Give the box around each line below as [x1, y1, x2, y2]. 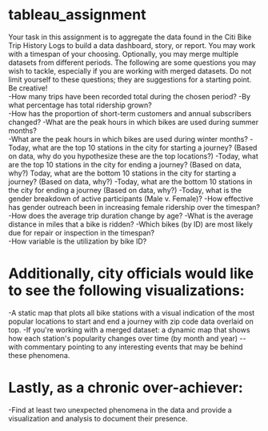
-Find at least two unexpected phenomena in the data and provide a [8, 405, 232, 414]
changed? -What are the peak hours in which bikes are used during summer [8, 117, 259, 127]
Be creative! [8, 83, 48, 93]
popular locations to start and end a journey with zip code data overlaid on [8, 316, 254, 326]
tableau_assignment [8, 6, 146, 24]
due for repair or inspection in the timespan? [8, 228, 154, 237]
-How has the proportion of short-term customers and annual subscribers [8, 108, 252, 118]
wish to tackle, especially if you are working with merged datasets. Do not [8, 66, 252, 75]
